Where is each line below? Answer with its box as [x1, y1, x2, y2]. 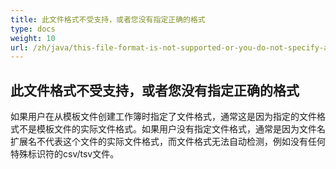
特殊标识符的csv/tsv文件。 [10, 148, 120, 160]
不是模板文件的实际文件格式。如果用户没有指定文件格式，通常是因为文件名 [18, 123, 326, 135]
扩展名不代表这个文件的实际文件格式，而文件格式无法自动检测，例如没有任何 [10, 136, 326, 148]
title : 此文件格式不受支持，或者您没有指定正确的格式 [10, 14, 206, 25]
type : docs [10, 24, 56, 34]
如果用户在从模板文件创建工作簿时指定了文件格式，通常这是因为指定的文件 [10, 111, 317, 123]
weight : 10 [10, 33, 56, 43]
